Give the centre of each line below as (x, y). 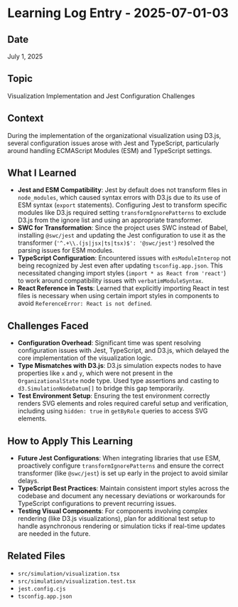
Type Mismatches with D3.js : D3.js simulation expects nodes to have (119, 366)
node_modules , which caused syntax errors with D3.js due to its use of (119, 198)
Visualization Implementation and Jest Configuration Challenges (101, 96)
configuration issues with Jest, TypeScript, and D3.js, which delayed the (123, 351)
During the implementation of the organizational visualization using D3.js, (114, 135)
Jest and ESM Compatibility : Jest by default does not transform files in (122, 190)
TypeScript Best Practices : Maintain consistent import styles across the (123, 488)
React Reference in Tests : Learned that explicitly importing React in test (123, 288)
